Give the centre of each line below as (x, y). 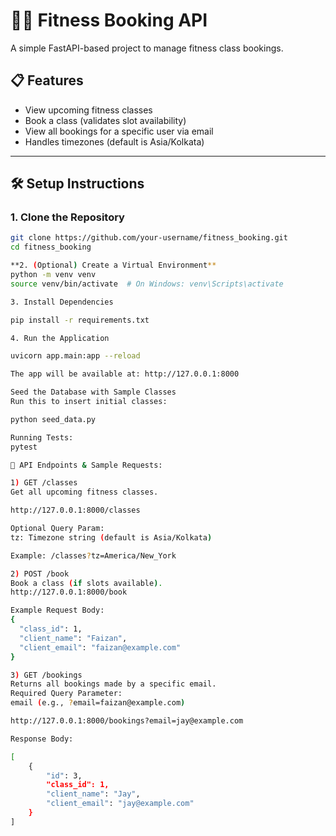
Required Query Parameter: (66, 694)
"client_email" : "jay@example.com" (120, 804)
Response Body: (42, 739)
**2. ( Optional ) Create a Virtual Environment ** (113, 265)
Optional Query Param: (57, 529)
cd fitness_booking (51, 247)
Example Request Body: (57, 610)
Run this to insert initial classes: (89, 402)
